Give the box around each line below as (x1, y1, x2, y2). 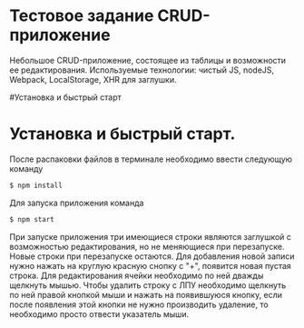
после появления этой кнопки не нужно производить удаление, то (9, 299, 270, 310)
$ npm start (9, 214, 54, 224)
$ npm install (9, 181, 64, 190)
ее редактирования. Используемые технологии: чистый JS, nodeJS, (9, 65, 275, 75)
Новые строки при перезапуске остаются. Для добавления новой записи (9, 251, 295, 262)
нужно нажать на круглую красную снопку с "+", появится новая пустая (9, 260, 292, 271)
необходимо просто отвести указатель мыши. (9, 308, 190, 319)
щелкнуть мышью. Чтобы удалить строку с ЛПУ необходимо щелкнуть (9, 279, 287, 291)
